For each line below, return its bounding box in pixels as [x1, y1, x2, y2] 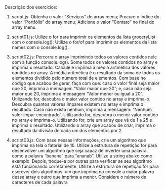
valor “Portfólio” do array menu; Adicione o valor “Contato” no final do [11, 19, 155, 25]
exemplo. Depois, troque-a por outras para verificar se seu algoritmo [11, 158, 152, 164]
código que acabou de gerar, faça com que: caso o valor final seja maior [11, 80, 160, 86]
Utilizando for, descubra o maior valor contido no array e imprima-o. [11, 96, 151, 102]
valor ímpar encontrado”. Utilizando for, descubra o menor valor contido [11, 112, 159, 118]
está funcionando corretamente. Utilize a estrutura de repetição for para [11, 163, 159, 169]
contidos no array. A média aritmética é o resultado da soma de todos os [11, 70, 160, 76]
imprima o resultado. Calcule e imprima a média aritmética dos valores [11, 64, 156, 70]
